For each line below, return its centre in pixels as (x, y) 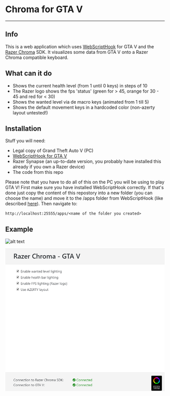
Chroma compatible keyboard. (37, 57)
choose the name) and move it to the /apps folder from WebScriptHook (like (84, 198)
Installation (23, 128)
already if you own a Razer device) (49, 167)
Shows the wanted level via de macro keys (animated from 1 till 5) (81, 102)
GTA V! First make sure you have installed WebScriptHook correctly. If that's (84, 188)
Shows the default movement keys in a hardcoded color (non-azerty (84, 107)
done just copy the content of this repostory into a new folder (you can (79, 193)
